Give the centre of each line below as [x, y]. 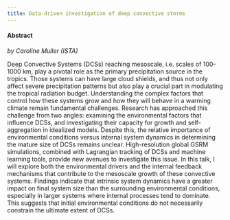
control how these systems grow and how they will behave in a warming [109, 100]
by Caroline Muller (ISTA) [43, 51]
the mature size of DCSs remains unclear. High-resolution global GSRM [108, 144]
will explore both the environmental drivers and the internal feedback [105, 166]
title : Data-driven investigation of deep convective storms [96, 13]
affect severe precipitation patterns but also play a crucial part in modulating [115, 86]
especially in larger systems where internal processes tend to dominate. [109, 195]
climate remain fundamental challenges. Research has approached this [107, 108]
